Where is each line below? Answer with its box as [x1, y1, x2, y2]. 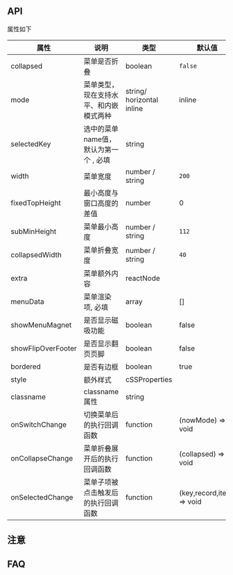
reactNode [125, 273, 161, 283]
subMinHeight [10, 227, 57, 236]
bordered [10, 362, 42, 371]
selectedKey [10, 139, 51, 148]
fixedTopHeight [10, 197, 61, 207]
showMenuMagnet [10, 320, 72, 330]
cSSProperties [125, 374, 173, 384]
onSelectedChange [10, 492, 74, 502]
